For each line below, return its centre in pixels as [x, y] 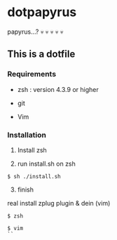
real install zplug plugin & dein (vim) [59, 203]
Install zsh [32, 150]
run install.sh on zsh [46, 164]
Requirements [32, 74]
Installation [27, 135]
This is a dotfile [41, 54]
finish [25, 189]
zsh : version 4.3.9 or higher [58, 89]
